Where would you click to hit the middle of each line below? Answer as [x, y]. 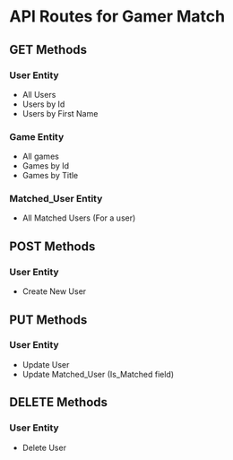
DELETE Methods [59, 402]
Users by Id [43, 104]
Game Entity [37, 136]
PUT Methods [48, 320]
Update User [46, 364]
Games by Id [46, 166]
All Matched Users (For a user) [79, 218]
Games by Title [50, 176]
